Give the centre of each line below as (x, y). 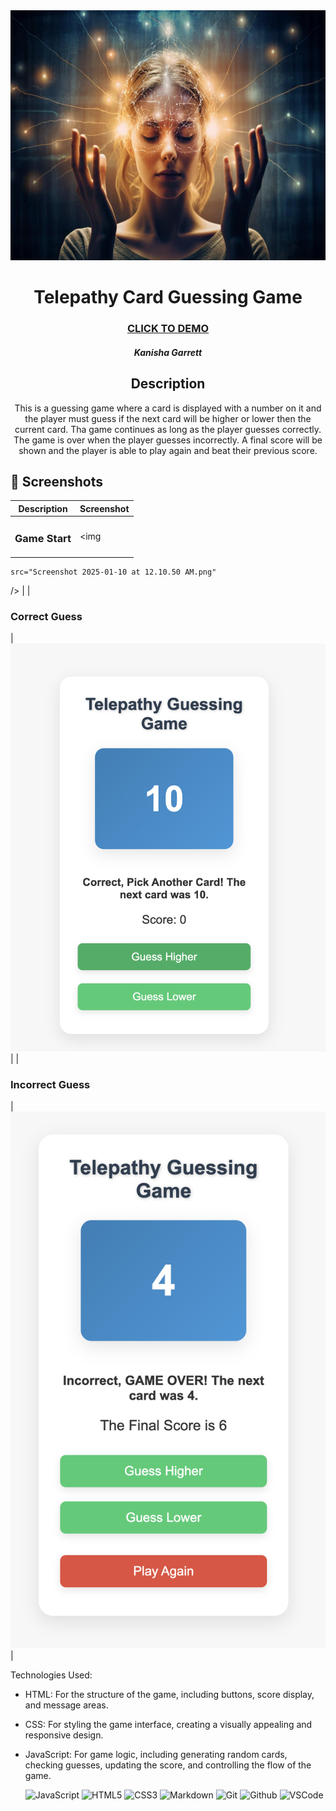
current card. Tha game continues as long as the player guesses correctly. (168, 429)
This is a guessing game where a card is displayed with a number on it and (168, 408)
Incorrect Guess (50, 1084)
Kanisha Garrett (168, 352)
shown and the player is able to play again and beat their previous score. (168, 450)
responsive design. (64, 1735)
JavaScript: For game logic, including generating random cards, (156, 1754)
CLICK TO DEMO (168, 329)
